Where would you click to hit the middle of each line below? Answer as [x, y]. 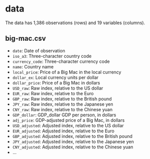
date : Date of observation [39, 50]
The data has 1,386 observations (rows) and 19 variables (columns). [75, 23]
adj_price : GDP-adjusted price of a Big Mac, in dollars [68, 120]
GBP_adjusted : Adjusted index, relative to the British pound [72, 136]
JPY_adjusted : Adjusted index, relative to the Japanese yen [73, 141]
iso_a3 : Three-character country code [52, 56]
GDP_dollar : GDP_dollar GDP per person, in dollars [64, 115]
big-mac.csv [26, 38]
